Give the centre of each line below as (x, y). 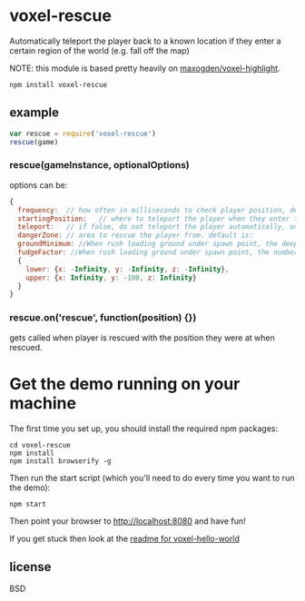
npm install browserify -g (60, 461)
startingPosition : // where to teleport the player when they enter (154, 219)
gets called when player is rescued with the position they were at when (142, 338)
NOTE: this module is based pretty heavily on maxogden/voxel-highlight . (145, 68)
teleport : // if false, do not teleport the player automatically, (152, 227)
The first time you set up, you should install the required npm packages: (144, 429)
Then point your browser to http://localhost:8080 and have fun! (128, 521)
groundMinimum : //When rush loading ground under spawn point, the (148, 244)
